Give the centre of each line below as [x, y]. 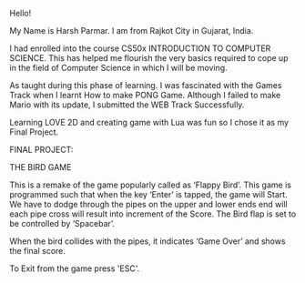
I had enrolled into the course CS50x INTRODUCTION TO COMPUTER [140, 48]
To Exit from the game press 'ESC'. [75, 268]
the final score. [38, 251]
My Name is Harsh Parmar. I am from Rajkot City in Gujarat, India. [132, 30]
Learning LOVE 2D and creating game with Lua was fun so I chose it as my [149, 122]
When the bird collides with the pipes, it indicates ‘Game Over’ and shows [147, 241]
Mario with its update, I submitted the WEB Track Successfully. [127, 105]
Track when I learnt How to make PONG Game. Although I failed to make [145, 95]
